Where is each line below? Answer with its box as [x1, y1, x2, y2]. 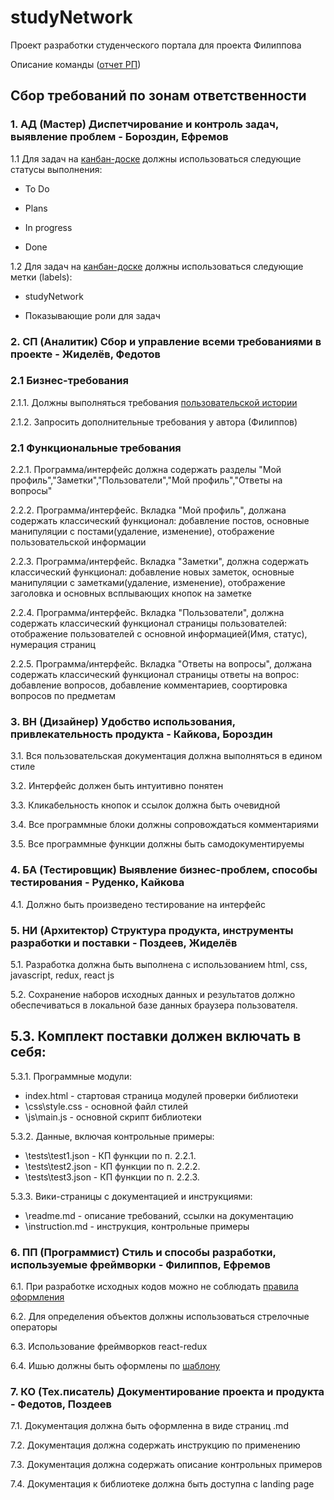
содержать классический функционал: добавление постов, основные [10, 515, 310, 527]
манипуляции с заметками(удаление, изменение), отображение [10, 577, 286, 589]
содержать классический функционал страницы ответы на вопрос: [10, 669, 300, 681]
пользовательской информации [10, 536, 147, 548]
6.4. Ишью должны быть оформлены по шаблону [10, 1360, 221, 1372]
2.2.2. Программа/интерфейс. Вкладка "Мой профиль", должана [10, 504, 287, 516]
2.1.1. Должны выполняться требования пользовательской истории [10, 396, 298, 408]
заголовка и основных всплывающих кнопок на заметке [10, 587, 253, 600]
